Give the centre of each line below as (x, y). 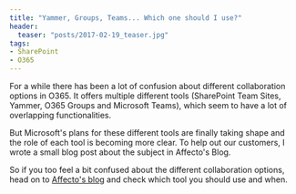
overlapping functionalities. (61, 115)
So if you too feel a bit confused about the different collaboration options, (147, 170)
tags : (20, 43)
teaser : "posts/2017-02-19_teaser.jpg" (93, 35)
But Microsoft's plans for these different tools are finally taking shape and (147, 133)
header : (24, 26)
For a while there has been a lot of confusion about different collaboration (148, 86)
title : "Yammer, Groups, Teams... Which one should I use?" (126, 18)
